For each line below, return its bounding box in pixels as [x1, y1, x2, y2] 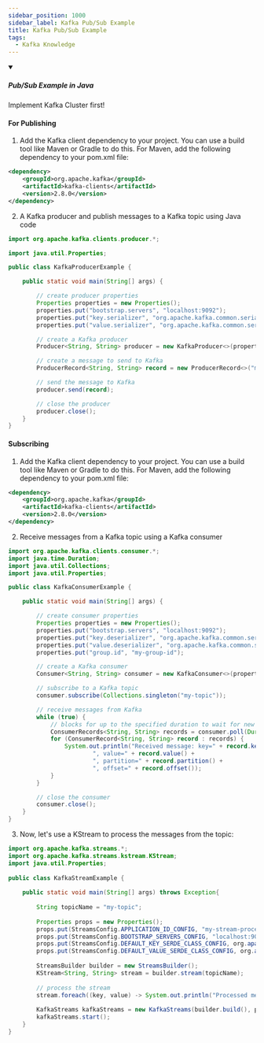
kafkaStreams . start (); [36, 1013, 111, 1021]
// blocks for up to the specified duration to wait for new [49, 720, 255, 729]
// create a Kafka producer [36, 336, 128, 343]
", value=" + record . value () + [92, 750, 195, 758]
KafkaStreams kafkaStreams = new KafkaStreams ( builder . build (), [36, 1006, 251, 1014]
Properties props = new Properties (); [36, 918, 163, 926]
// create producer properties [36, 292, 139, 300]
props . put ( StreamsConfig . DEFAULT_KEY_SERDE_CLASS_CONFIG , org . [36, 940, 247, 948]
